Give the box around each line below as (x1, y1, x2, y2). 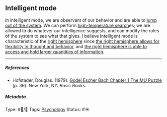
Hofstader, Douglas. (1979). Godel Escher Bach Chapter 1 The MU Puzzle (12, 77, 162, 83)
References (5, 64, 30, 71)
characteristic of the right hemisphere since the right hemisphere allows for (5, 38, 160, 44)
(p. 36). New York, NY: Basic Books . (12, 82, 86, 88)
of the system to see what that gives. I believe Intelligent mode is (5, 33, 138, 39)
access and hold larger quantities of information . (5, 49, 105, 55)
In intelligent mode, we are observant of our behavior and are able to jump (5, 17, 157, 23)
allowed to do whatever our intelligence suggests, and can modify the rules (5, 27, 159, 34)
